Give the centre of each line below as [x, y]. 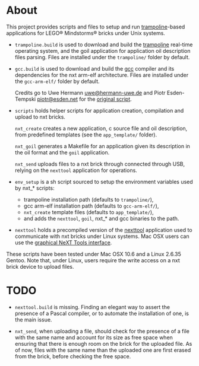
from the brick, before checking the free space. [73, 356]
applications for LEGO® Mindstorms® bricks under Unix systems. [86, 33]
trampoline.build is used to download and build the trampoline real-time [104, 44]
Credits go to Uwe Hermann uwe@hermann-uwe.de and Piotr [90, 93]
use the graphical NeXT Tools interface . [63, 242]
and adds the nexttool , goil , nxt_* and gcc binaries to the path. [101, 218]
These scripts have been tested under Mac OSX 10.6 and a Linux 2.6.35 [94, 254]
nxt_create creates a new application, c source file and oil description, [101, 128]
